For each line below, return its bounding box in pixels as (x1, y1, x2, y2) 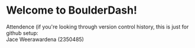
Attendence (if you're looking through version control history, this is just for (6, 23, 189, 30)
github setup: (6, 29, 38, 36)
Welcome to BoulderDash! (6, 4, 138, 17)
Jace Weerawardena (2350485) (6, 36, 84, 43)
